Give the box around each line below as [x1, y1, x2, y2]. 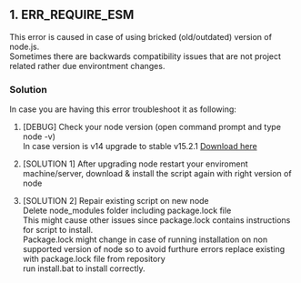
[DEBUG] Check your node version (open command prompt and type [22, 122, 282, 133]
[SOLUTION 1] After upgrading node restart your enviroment [22, 158, 248, 169]
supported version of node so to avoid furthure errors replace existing [22, 244, 286, 255]
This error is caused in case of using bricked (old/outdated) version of [9, 31, 273, 42]
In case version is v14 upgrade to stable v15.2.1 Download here [22, 141, 257, 152]
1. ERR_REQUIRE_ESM [9, 7, 135, 23]
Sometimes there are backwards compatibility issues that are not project [9, 50, 282, 62]
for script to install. [22, 225, 94, 236]
